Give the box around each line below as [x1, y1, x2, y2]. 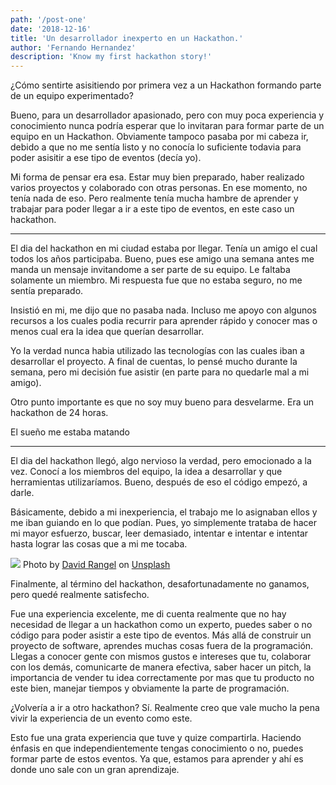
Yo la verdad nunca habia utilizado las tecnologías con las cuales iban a [10, 345, 305, 357]
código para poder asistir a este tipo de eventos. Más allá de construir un [10, 629, 312, 641]
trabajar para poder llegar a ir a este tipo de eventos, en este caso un [10, 203, 295, 215]
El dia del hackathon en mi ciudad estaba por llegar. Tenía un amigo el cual [10, 242, 318, 255]
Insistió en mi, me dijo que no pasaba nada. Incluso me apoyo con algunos [10, 304, 318, 316]
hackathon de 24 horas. [10, 407, 109, 419]
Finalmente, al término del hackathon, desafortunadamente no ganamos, [10, 578, 310, 590]
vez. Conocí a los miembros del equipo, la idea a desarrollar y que [10, 466, 283, 478]
